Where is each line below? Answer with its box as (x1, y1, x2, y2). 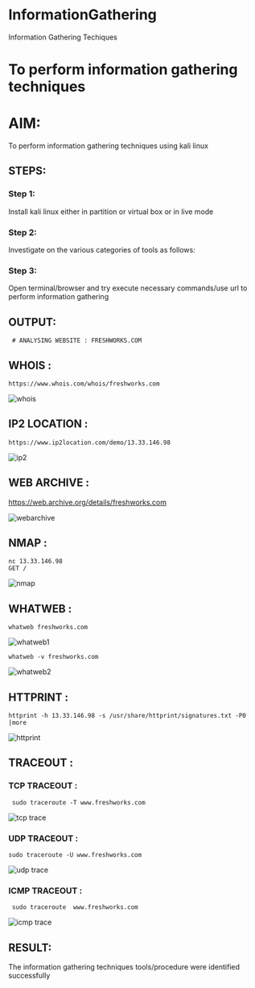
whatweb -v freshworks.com (8, 653, 99, 661)
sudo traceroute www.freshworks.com (11, 904, 138, 912)
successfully (8, 971, 51, 981)
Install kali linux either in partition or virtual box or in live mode (8, 207, 214, 216)
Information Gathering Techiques (8, 32, 118, 42)
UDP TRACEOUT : (8, 833, 79, 844)
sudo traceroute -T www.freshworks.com (11, 798, 146, 806)
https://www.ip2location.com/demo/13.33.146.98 (8, 438, 171, 447)
